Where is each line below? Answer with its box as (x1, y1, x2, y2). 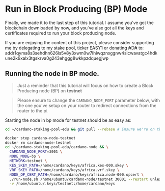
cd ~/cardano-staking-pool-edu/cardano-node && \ (5, 145, 109, 150)
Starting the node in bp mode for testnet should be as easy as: (5, 117, 132, 123)
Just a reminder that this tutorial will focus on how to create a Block (17, 82, 154, 88)
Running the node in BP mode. (5, 70, 100, 78)
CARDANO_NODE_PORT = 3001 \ (9, 149, 63, 154)
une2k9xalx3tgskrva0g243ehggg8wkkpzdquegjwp (5, 55, 109, 61)
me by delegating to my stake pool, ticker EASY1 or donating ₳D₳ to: (5, 45, 144, 51)
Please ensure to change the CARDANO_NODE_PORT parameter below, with (17, 97, 160, 103)
